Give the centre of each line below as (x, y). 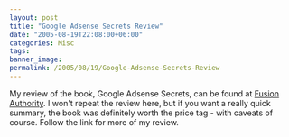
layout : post (34, 18)
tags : (19, 51)
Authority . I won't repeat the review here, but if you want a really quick (140, 103)
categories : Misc (42, 43)
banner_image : (36, 59)
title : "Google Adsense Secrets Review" (87, 26)
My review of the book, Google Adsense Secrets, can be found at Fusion (144, 93)
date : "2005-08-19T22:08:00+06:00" (76, 34)
